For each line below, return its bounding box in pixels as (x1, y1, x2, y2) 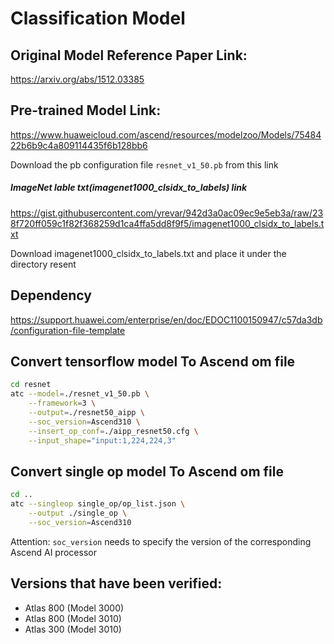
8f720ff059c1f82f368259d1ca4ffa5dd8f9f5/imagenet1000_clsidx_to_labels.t (10, 217, 325, 229)
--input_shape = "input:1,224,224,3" (28, 435, 177, 446)
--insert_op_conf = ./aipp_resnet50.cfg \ (28, 426, 199, 436)
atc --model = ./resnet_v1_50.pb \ (10, 389, 150, 399)
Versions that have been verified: (10, 575, 223, 592)
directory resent (10, 258, 77, 270)
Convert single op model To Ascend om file (10, 463, 285, 480)
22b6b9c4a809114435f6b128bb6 (10, 139, 148, 151)
